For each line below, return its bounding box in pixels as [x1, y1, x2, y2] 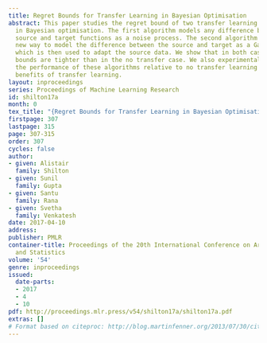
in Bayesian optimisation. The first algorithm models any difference [15, 26, 254, 34]
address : [8, 226, 37, 235]
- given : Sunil [8, 174, 59, 183]
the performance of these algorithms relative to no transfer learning [15, 64, 258, 72]
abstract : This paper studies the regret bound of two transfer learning [8, 19, 258, 27]
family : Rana [15, 197, 59, 205]
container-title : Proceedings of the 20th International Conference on [8, 241, 250, 249]
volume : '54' [8, 255, 52, 263]
